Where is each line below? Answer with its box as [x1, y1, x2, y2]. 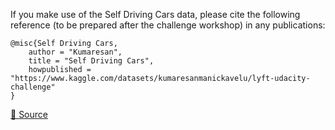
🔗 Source [10, 109, 48, 120]
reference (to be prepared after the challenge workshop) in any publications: [10, 19, 326, 31]
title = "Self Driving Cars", [28, 56, 155, 66]
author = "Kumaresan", [28, 47, 123, 57]
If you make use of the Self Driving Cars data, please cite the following [10, 9, 301, 20]
